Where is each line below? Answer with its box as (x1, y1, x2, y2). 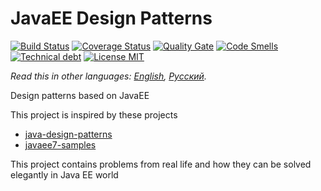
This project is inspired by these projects (10, 108, 178, 121)
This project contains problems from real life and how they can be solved (10, 158, 312, 170)
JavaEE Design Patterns (10, 7, 213, 30)
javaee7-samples (24, 138, 97, 151)
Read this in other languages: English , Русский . (10, 70, 207, 82)
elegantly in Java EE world (10, 168, 119, 181)
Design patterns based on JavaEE (10, 89, 150, 101)
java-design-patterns (24, 128, 113, 140)
